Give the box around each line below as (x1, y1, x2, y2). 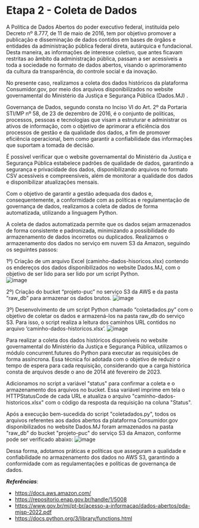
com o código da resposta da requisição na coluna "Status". (45, 399, 192, 406)
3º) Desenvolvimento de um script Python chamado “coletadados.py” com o (6, 305, 193, 313)
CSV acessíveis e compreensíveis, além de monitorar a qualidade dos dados (6, 172, 193, 179)
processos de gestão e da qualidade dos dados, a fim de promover (6, 129, 170, 136)
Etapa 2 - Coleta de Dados (6, 4, 137, 17)
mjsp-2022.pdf (14, 508, 52, 515)
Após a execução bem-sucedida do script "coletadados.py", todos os (6, 410, 176, 418)
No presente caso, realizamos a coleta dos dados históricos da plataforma (6, 79, 188, 87)
